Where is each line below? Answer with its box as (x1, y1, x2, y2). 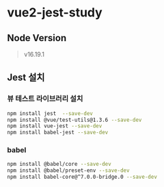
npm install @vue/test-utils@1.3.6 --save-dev (7, 116, 142, 123)
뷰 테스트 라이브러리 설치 (7, 94, 83, 103)
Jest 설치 (7, 72, 45, 84)
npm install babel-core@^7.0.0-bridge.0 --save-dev (7, 173, 157, 181)
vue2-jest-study (7, 5, 102, 21)
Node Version (7, 32, 67, 44)
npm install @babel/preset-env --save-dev (7, 167, 130, 174)
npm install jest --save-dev (7, 110, 94, 117)
